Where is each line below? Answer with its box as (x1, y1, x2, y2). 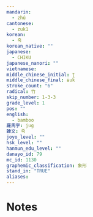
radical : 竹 (6, 89, 36, 95)
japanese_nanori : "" (6, 60, 59, 66)
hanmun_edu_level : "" (6, 145, 62, 152)
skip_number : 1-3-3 (6, 94, 56, 100)
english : (6, 111, 29, 117)
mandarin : (6, 9, 32, 15)
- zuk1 (12, 26, 29, 32)
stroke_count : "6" (6, 83, 53, 89)
